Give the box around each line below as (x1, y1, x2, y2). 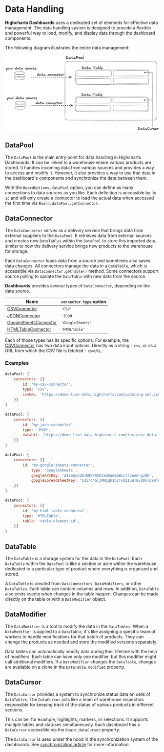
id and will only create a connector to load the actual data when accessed (5, 195, 154, 201)
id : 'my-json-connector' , (22, 422, 76, 427)
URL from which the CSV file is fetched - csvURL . (5, 348, 102, 353)
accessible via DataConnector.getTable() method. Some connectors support (5, 268, 159, 274)
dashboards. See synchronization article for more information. (5, 741, 130, 747)
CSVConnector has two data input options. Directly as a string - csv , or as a (5, 342, 157, 348)
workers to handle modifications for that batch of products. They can (5, 634, 144, 639)
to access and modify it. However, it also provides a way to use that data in (5, 170, 156, 176)
